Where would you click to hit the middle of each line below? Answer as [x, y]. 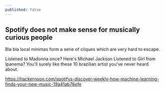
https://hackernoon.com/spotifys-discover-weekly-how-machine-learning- [82, 79]
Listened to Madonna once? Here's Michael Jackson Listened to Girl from [80, 59]
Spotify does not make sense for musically [73, 30]
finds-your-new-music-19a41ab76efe [43, 84]
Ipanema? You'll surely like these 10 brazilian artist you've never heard [77, 64]
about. [12, 69]
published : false [23, 10]
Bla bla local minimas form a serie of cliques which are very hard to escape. [82, 49]
